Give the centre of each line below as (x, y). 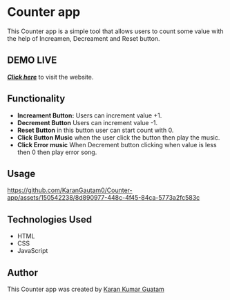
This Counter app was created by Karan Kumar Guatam (86, 289)
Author (22, 273)
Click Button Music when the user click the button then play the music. (118, 137)
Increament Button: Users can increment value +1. (89, 115)
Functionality (36, 99)
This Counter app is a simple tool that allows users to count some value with (115, 31)
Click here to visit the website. (50, 77)
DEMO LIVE (32, 60)
